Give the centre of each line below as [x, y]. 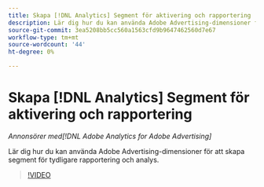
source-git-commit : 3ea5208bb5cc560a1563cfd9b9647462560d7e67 [112, 30]
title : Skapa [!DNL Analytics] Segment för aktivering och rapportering [130, 15]
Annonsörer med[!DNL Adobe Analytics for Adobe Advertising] [110, 136]
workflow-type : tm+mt [44, 37]
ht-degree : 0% [31, 52]
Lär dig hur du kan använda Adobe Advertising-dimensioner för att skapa [126, 151]
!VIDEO [39, 174]
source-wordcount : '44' [47, 45]
